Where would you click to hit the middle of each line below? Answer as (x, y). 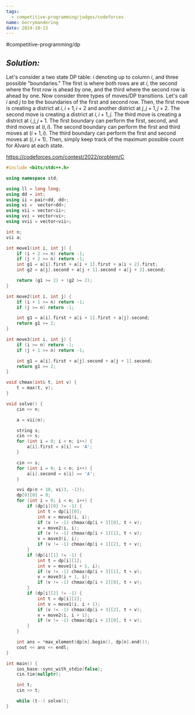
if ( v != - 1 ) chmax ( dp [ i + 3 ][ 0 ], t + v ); (90, 522)
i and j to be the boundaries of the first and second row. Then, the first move (98, 102)
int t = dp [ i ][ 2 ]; (60, 598)
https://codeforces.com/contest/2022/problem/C (65, 157)
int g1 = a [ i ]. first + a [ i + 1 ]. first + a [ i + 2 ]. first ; (87, 264)
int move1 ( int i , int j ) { (39, 248)
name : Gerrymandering (32, 22)
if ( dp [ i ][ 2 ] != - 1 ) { (55, 593)
